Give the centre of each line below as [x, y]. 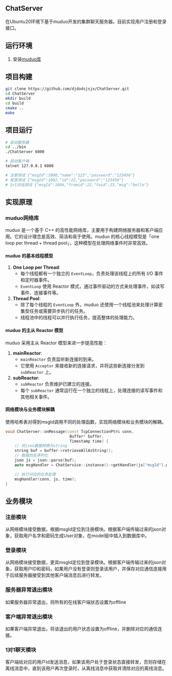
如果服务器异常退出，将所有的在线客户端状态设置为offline [66, 602]
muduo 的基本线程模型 [29, 255]
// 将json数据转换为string [41, 446]
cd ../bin [16, 147]
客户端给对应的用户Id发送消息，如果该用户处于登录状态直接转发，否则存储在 [86, 662]
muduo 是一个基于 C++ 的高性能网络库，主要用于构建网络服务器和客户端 [82, 230]
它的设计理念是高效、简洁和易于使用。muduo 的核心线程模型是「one [87, 236]
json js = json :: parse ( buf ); [46, 460]
